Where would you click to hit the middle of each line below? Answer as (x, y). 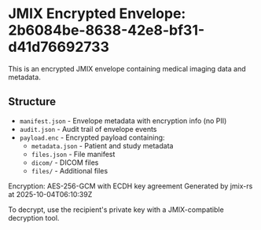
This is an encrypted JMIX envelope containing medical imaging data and (127, 68)
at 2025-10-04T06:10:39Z (50, 194)
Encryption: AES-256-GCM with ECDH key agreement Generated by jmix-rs (130, 186)
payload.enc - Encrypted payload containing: (92, 137)
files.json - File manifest (73, 154)
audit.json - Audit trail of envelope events (88, 129)
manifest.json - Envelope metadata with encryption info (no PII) (123, 120)
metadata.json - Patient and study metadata (102, 145)
